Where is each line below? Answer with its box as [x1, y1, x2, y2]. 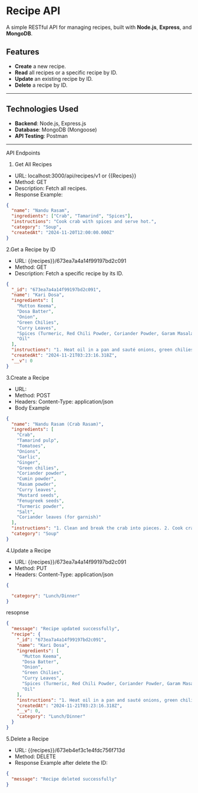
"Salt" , [16, 509, 35, 515]
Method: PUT [14, 564, 47, 571]
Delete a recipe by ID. [14, 81, 68, 88]
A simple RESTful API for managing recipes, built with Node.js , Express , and [6, 24, 192, 31]
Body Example [14, 404, 50, 411]
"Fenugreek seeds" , [16, 498, 65, 504]
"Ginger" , [16, 459, 41, 465]
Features [6, 47, 39, 57]
